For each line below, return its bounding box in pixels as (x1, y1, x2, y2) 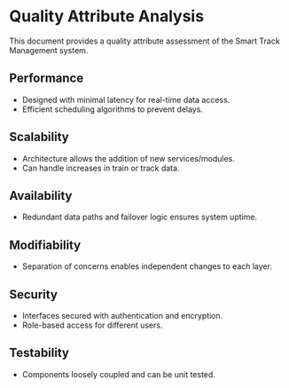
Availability (9, 188, 73, 203)
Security (9, 287, 58, 302)
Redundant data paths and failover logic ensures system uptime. (21, 211, 258, 223)
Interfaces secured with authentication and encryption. (21, 311, 223, 321)
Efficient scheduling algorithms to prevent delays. (21, 104, 204, 115)
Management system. (9, 44, 89, 55)
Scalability (9, 130, 69, 145)
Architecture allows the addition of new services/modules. (21, 153, 235, 163)
